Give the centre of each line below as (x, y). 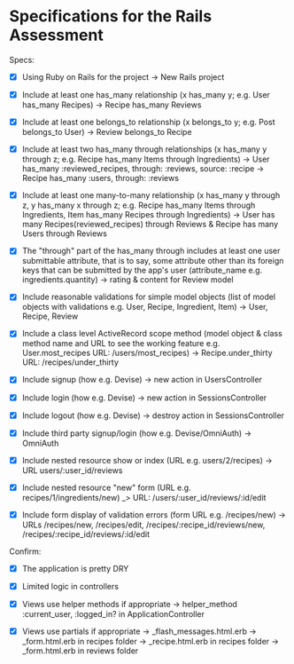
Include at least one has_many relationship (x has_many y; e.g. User (146, 95)
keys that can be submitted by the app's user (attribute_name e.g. (142, 270)
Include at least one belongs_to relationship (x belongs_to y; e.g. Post (148, 123)
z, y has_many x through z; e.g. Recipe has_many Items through (139, 205)
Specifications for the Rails (111, 16)
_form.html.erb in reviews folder (80, 651)
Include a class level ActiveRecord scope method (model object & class (152, 334)
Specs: (22, 59)
